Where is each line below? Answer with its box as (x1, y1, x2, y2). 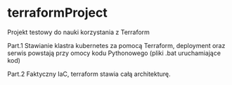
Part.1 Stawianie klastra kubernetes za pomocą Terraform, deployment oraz (7, 41, 226, 49)
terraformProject (7, 5, 108, 21)
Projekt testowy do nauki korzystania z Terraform (7, 28, 150, 36)
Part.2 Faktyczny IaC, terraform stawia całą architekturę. (7, 70, 171, 78)
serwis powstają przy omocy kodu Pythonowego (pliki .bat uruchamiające (7, 49, 221, 57)
